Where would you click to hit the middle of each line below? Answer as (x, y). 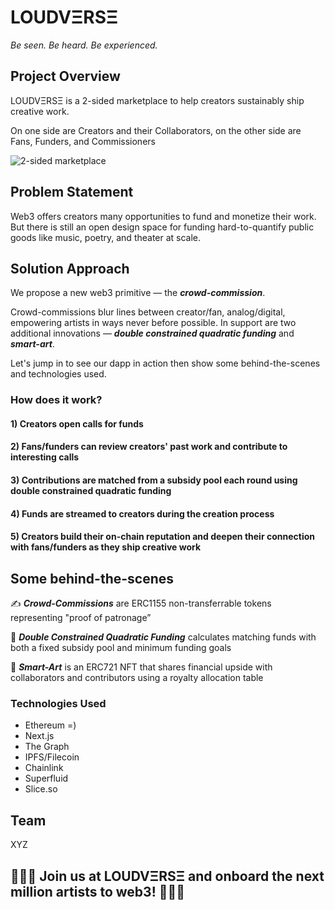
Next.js (39, 736)
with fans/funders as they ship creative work (106, 547)
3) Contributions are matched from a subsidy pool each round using (154, 480)
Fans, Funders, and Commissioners (83, 141)
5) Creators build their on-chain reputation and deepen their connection (162, 537)
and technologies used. (58, 374)
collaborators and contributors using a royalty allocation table (137, 678)
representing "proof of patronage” (81, 618)
